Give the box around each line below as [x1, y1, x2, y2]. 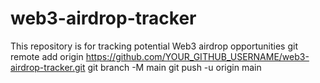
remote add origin [10, 50, 84, 62]
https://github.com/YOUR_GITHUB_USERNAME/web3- [85, 50, 310, 62]
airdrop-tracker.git [10, 61, 86, 73]
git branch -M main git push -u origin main [87, 61, 262, 73]
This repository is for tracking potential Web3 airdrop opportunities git [10, 40, 298, 52]
